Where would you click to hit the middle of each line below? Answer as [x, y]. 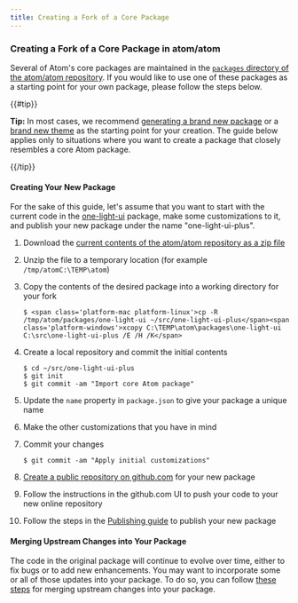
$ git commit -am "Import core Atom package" [108, 384]
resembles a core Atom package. [71, 149]
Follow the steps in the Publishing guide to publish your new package [149, 521]
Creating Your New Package [63, 186]
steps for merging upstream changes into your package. [113, 589]
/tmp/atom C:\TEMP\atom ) [66, 270]
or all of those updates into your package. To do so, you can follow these [143, 580]
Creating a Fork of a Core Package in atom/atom [115, 48]
